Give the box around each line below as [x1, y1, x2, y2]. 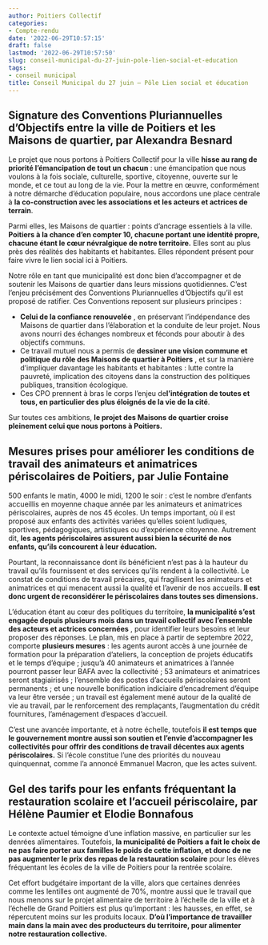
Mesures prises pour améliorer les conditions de [8, 444, 254, 458]
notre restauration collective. [8, 929, 108, 939]
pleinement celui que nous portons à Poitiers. [8, 422, 162, 431]
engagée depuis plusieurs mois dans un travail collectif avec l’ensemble [8, 616, 254, 625]
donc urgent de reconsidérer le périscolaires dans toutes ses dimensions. [8, 592, 258, 601]
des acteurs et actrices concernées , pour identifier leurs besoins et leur [8, 624, 250, 634]
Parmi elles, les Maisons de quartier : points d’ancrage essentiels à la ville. [8, 221, 253, 231]
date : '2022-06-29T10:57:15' [8, 34, 106, 42]
